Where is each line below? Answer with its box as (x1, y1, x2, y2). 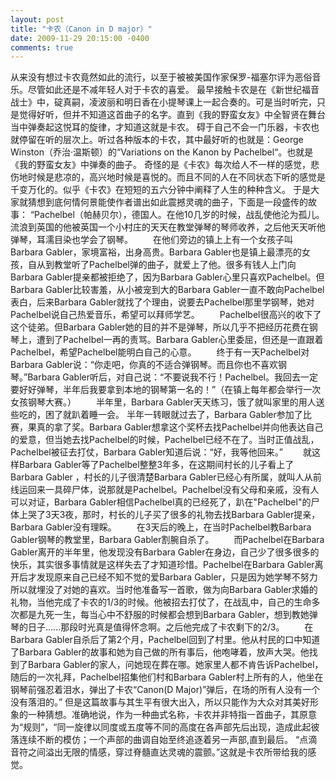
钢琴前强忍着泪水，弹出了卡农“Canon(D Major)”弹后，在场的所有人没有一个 (10, 684, 321, 696)
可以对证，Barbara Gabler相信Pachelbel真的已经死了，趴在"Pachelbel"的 (10, 496, 312, 508)
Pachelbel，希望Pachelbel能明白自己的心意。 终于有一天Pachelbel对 (10, 346, 310, 358)
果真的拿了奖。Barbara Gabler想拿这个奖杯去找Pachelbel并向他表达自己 (27, 421, 324, 433)
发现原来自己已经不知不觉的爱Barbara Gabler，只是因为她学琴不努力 (36, 571, 318, 583)
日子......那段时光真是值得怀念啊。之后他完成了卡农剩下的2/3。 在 (27, 621, 314, 633)
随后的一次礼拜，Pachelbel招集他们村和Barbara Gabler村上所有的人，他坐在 (10, 671, 324, 683)
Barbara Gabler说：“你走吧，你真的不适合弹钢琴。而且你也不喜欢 (10, 359, 279, 371)
